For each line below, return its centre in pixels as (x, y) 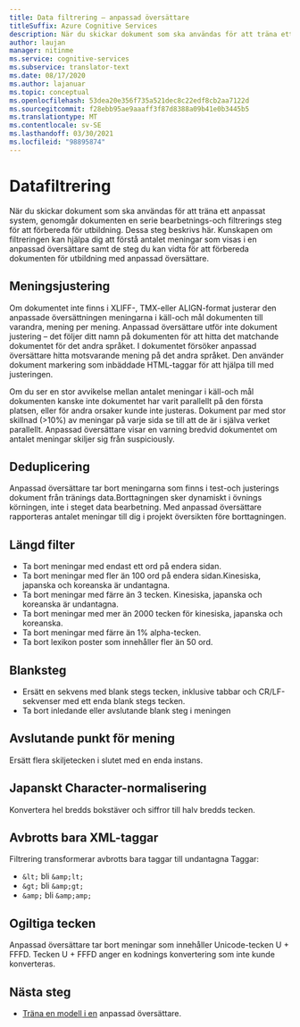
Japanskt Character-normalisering (108, 788)
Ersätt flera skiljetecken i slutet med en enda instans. (106, 760)
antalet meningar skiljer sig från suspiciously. (92, 439)
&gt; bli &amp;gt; (53, 886)
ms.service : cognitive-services (69, 59)
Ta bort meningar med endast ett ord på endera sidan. (121, 567)
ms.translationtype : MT (54, 117)
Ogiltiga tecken (53, 923)
